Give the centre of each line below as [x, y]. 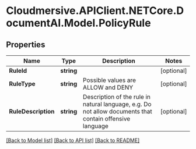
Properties [26, 45]
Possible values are [109, 80]
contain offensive [106, 119]
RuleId [18, 71]
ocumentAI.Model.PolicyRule [78, 23]
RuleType [22, 84]
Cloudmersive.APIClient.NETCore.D [95, 11]
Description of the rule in [116, 97]
